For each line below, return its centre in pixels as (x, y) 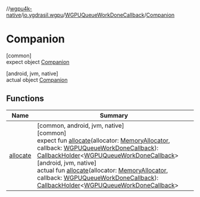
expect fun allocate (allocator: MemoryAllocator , (104, 140)
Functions (25, 99)
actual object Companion (37, 79)
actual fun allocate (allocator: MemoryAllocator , (103, 170)
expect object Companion (38, 61)
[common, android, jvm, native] (81, 125)
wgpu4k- (21, 9)
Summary (114, 115)
